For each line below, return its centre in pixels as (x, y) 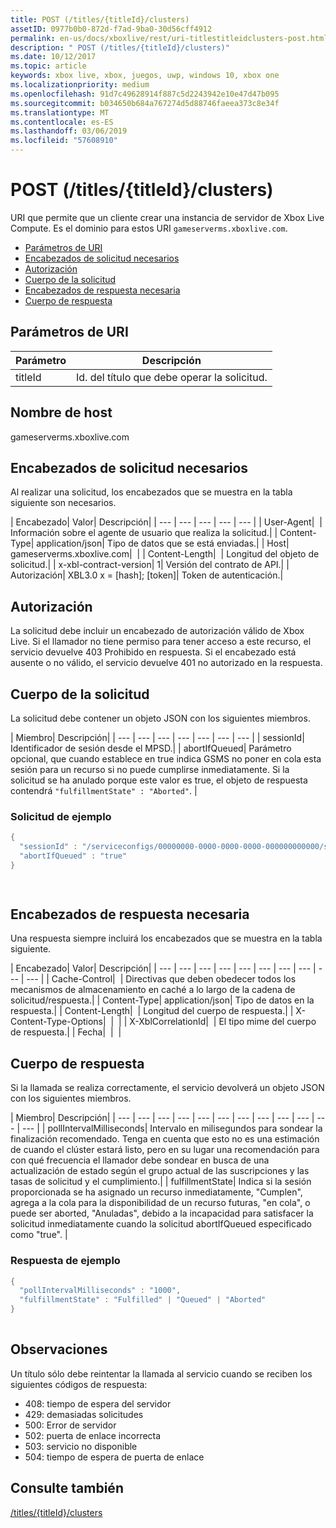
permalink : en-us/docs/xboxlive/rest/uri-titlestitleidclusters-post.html (169, 38)
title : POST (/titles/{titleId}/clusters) (100, 19)
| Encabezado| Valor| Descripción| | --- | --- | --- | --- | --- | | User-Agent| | (166, 522)
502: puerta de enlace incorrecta (93, 1435)
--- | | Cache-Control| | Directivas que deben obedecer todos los (161, 979)
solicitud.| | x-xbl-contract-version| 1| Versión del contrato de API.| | (150, 565)
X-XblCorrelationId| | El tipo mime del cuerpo (223, 1022)
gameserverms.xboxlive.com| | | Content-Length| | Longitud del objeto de (165, 554)
